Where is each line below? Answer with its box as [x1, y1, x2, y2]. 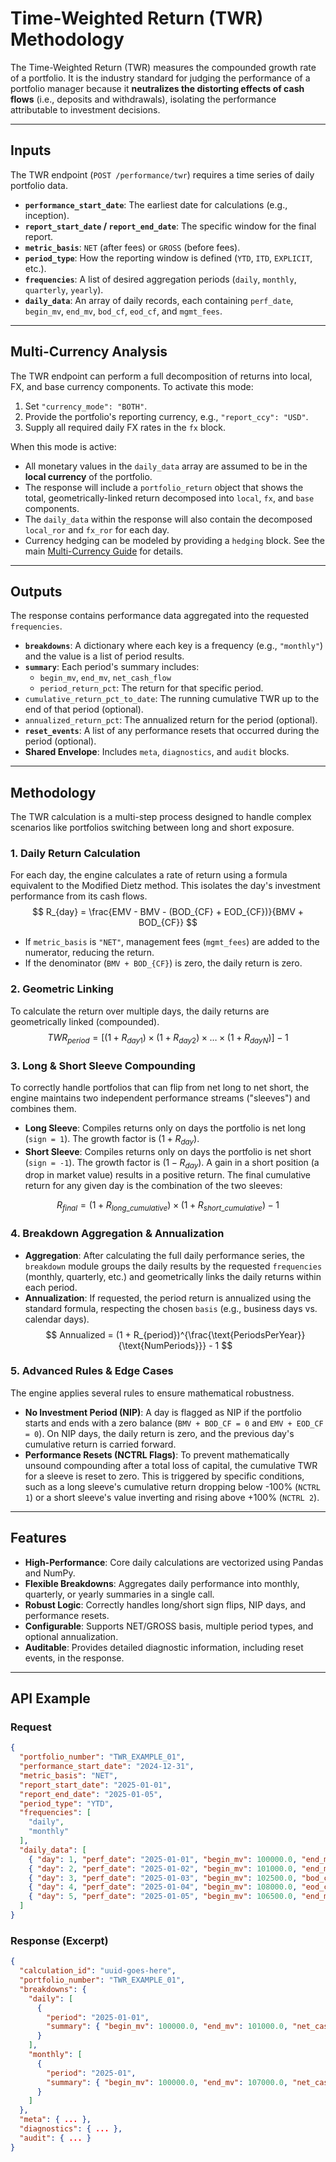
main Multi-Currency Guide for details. [24, 545, 184, 557]
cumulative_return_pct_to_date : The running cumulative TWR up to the [24, 693, 320, 705]
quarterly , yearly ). [24, 283, 104, 296]
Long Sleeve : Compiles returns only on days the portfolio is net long [24, 1122, 307, 1134]
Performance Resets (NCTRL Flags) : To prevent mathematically [24, 1448, 290, 1461]
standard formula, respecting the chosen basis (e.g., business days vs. [24, 1302, 318, 1314]
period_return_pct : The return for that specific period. [39, 682, 264, 694]
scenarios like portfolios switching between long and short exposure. [10, 822, 295, 834]
